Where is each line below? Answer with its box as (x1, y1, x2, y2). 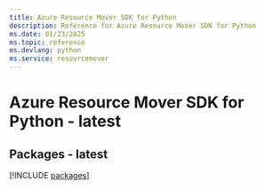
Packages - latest (9, 146, 108, 161)
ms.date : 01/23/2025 (9, 29, 86, 38)
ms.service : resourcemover (9, 54, 109, 63)
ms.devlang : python (9, 46, 82, 55)
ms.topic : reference (9, 37, 86, 47)
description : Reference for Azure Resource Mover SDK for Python (9, 21, 256, 30)
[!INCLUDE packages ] (9, 170, 90, 180)
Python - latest (9, 112, 122, 131)
